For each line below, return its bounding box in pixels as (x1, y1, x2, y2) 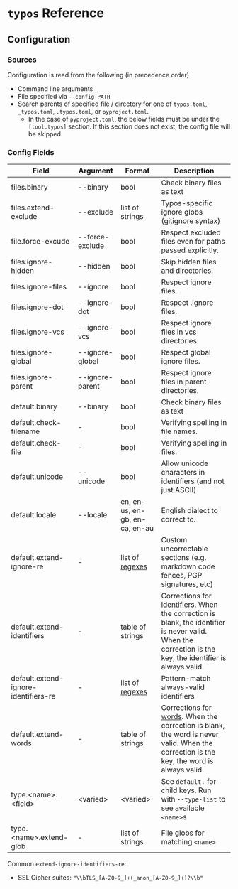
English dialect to (161, 506, 218, 516)
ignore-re (11, 561, 44, 571)
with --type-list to (161, 794, 226, 804)
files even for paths (161, 237, 225, 247)
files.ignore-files (11, 282, 67, 292)
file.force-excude (11, 237, 70, 247)
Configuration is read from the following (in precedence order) (7, 70, 190, 79)
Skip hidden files (161, 257, 217, 267)
